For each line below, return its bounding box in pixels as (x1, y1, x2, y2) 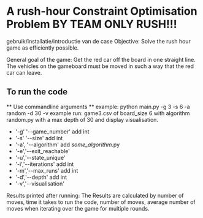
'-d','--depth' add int (15, 173, 67, 181)
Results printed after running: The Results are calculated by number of (6, 192, 184, 199)
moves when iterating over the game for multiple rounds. (6, 205, 150, 212)
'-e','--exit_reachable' (15, 147, 71, 154)
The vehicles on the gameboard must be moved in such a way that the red (6, 62, 194, 70)
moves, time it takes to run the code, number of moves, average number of (6, 198, 196, 206)
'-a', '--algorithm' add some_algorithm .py (15, 141, 120, 148)
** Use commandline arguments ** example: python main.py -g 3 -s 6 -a (6, 103, 190, 110)
